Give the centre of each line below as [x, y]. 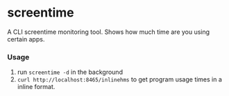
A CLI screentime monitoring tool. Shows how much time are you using [109, 32]
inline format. [36, 87]
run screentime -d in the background [70, 72]
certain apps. [26, 39]
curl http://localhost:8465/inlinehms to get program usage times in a [119, 79]
